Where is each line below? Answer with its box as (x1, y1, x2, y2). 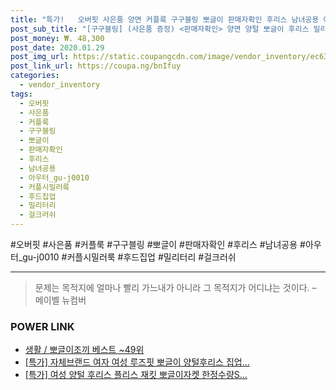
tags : (10, 89, 33, 99)
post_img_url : (10, 52, 70, 62)
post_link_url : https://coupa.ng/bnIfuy (10, 61, 182, 71)
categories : (10, 71, 60, 81)
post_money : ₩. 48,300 (10, 33, 105, 43)
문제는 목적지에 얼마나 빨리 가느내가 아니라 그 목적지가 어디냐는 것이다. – (34, 282, 317, 293)
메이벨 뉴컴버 (34, 294, 87, 306)
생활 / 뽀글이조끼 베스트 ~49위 (24, 344, 145, 356)
